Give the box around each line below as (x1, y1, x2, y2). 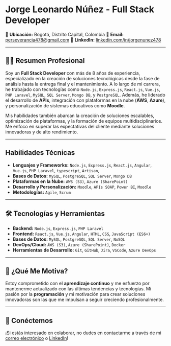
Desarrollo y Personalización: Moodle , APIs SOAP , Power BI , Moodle (12, 183, 152, 190)
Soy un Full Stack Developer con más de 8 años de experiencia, (5, 70, 140, 76)
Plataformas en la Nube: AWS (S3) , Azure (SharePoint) (12, 178, 128, 184)
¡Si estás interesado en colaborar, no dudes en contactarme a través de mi (5, 330, 161, 336)
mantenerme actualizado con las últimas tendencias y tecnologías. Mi (5, 286, 152, 292)
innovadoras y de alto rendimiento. (5, 129, 78, 135)
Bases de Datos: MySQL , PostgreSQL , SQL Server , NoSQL (12, 236, 126, 242)
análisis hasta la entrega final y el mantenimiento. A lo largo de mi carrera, (5, 81, 160, 87)
